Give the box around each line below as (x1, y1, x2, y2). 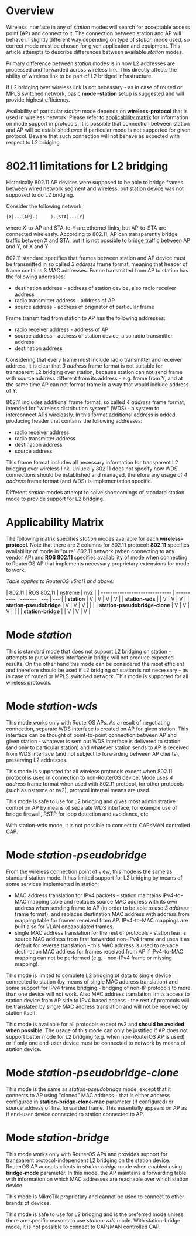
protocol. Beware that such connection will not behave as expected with (6, 132, 180, 139)
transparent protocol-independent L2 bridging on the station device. (6, 1157, 171, 1164)
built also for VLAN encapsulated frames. (14, 923, 114, 930)
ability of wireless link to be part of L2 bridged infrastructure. (6, 72, 153, 79)
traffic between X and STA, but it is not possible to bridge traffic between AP (6, 237, 191, 244)
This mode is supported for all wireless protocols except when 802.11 (6, 767, 173, 774)
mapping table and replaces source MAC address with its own (27, 898, 177, 905)
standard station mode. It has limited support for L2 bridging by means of (6, 874, 183, 881)
